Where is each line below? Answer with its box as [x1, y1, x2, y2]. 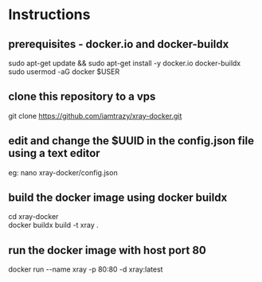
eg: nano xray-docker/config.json [8, 167, 118, 177]
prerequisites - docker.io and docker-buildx [8, 37, 229, 51]
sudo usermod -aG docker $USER [8, 67, 120, 76]
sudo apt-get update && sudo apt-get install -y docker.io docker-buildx [8, 58, 241, 68]
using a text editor [8, 147, 101, 160]
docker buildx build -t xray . [8, 221, 99, 230]
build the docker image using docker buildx [8, 191, 228, 205]
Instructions [8, 6, 91, 24]
